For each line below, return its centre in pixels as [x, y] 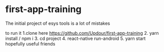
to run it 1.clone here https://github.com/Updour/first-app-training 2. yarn [82, 33]
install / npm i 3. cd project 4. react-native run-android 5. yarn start [76, 38]
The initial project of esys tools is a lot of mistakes [58, 23]
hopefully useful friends [30, 43]
